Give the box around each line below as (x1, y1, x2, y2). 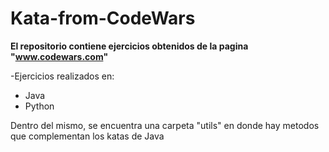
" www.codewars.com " (10, 50, 109, 62)
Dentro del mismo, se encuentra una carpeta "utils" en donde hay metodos (10, 119, 320, 131)
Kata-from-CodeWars (10, 7, 196, 30)
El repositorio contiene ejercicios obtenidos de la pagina (10, 40, 249, 52)
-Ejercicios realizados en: (10, 70, 115, 82)
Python (24, 100, 55, 112)
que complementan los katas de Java (10, 130, 165, 142)
